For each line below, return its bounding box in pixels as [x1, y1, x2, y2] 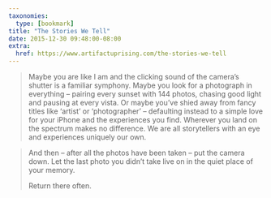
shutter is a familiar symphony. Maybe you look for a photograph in [28, 80, 253, 90]
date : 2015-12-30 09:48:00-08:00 [8, 34, 122, 43]
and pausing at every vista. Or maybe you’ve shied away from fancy [28, 98, 256, 107]
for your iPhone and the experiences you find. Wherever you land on [28, 115, 258, 124]
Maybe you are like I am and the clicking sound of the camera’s [28, 72, 239, 81]
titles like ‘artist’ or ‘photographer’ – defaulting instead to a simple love [28, 106, 264, 116]
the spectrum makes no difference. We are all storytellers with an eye [28, 123, 260, 133]
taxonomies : [8, 11, 49, 20]
